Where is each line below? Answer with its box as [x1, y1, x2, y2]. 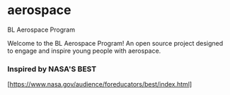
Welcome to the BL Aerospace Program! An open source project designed [7, 39, 224, 47]
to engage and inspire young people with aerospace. [7, 46, 161, 55]
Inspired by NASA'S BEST [7, 64, 97, 74]
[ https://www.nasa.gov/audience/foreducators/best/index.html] [7, 80, 192, 89]
